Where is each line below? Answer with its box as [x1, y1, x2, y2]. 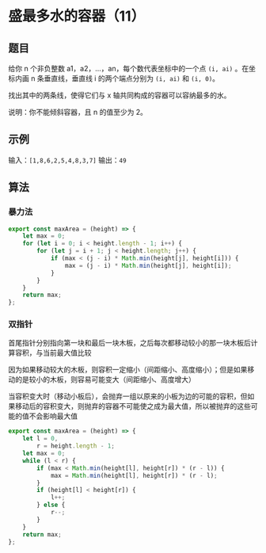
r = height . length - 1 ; [36, 442, 115, 450]
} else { [36, 501, 66, 509]
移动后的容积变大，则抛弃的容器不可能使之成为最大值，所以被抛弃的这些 [14, 402, 251, 411]
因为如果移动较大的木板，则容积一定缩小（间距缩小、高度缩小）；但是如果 [8, 365, 248, 375]
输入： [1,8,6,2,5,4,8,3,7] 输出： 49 [8, 155, 127, 165]
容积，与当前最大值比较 [14, 348, 92, 357]
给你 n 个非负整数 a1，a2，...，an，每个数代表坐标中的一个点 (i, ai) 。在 [8, 64, 249, 73]
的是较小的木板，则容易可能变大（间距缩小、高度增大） [14, 375, 196, 384]
